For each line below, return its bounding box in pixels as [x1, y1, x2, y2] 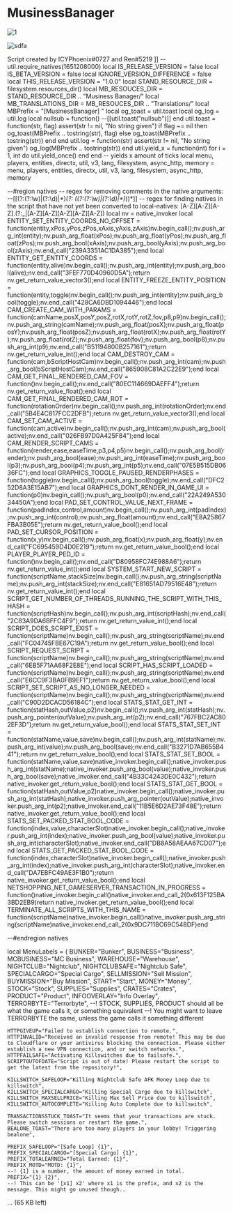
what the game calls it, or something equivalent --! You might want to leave [7, 1006, 223, 1015]
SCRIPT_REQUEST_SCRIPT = [7, 646, 90, 655]
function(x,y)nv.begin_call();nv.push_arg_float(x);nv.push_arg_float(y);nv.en [7, 535, 223, 543]
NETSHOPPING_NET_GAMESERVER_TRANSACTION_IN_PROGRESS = [7, 883, 207, 892]
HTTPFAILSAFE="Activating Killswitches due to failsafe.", [7, 1051, 182, 1059]
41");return [7, 749, 38, 758]
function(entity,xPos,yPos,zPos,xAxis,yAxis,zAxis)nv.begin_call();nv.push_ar [7, 224, 225, 232]
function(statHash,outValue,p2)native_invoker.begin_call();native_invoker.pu [7, 786, 225, 795]
